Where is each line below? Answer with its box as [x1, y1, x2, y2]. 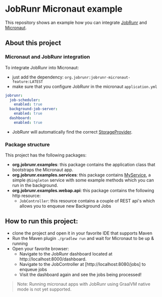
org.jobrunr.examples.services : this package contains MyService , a [12, 172, 151, 178]
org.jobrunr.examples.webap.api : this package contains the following [12, 188, 155, 194]
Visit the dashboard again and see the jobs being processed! [19, 272, 142, 277]
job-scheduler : [9, 98, 40, 102]
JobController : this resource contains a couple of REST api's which [19, 198, 155, 204]
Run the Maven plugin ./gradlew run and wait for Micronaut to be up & [12, 235, 154, 241]
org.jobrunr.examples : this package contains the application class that [12, 162, 156, 168]
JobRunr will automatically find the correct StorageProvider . [12, 129, 133, 135]
